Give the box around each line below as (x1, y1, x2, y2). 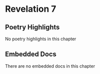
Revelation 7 (5, 3, 56, 15)
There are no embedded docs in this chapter (5, 63, 96, 69)
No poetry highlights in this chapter (5, 36, 76, 42)
